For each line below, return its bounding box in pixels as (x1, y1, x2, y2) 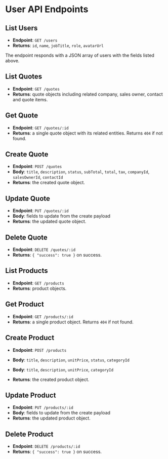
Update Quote (5, 194, 51, 203)
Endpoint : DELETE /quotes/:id (12, 246, 76, 253)
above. (5, 58, 20, 64)
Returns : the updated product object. (12, 415, 91, 421)
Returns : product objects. (12, 285, 67, 291)
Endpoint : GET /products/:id (12, 313, 73, 319)
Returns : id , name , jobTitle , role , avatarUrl (12, 43, 104, 49)
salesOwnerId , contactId (12, 174, 63, 180)
